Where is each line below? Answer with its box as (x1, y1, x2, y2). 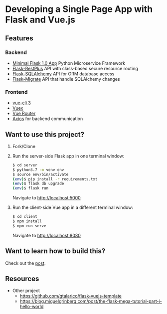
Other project (12, 288, 40, 294)
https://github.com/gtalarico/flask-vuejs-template (19, 293, 122, 299)
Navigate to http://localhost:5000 (12, 195, 81, 201)
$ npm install (12, 219, 42, 224)
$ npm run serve (12, 223, 46, 228)
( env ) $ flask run (12, 186, 49, 191)
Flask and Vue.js (5, 14, 76, 25)
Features (5, 34, 33, 42)
